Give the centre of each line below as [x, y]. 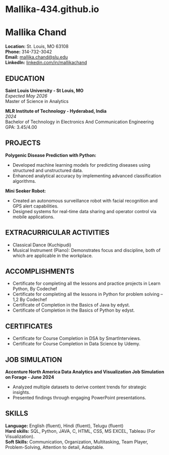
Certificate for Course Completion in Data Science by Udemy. [76, 344]
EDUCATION [25, 79]
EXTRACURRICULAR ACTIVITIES [57, 233]
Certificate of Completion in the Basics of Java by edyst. [71, 305]
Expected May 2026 [26, 96]
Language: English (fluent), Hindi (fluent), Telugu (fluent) [64, 426]
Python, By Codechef [35, 289]
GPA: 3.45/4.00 [21, 127]
